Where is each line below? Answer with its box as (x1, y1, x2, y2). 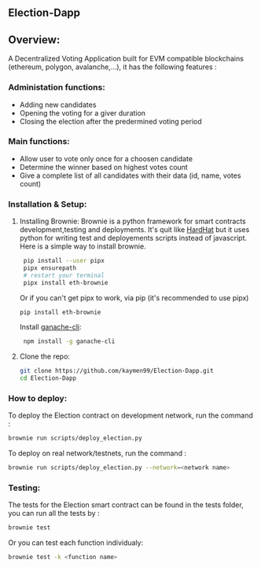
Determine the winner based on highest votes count (19, 162, 189, 171)
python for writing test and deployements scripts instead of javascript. (19, 234, 248, 243)
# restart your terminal (23, 271, 105, 279)
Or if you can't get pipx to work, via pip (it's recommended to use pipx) (19, 293, 249, 302)
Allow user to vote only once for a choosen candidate (19, 153, 193, 164)
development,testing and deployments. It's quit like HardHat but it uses (19, 225, 250, 234)
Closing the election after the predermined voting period (19, 116, 202, 126)
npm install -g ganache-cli (23, 337, 116, 345)
